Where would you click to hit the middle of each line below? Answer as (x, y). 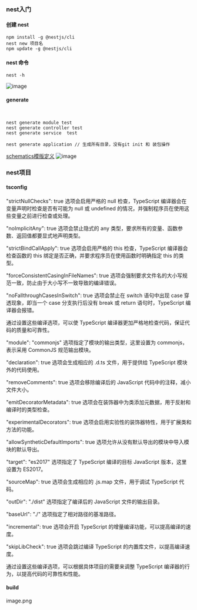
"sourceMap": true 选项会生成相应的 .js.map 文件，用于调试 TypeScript (92, 482)
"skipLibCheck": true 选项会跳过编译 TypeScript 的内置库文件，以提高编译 (96, 546)
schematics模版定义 (30, 156)
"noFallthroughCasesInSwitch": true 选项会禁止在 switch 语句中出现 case (95, 295)
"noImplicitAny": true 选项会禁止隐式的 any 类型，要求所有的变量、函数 (92, 228)
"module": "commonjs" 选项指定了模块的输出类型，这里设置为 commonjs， (97, 342)
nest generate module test (39, 123)
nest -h (16, 75)
